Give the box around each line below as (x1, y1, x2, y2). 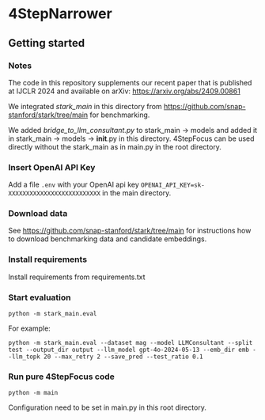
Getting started (8, 36, 85, 50)
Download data (8, 208, 68, 219)
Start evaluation (8, 292, 71, 303)
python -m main (8, 389, 59, 397)
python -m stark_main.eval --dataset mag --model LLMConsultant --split (8, 339, 253, 347)
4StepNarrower (8, 5, 112, 23)
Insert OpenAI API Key (8, 161, 96, 172)
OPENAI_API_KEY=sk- (141, 181, 206, 190)
